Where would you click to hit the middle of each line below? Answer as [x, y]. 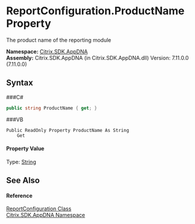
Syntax [20, 83]
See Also [23, 180]
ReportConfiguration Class [39, 209]
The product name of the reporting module [59, 40]
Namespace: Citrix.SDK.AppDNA [47, 51]
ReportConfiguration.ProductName [95, 11]
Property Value [25, 149]
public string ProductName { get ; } [52, 108]
